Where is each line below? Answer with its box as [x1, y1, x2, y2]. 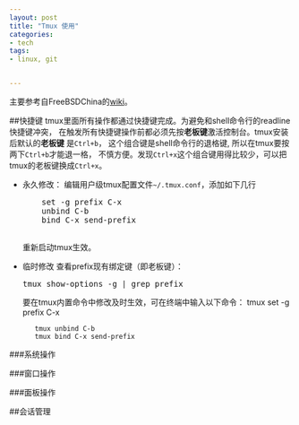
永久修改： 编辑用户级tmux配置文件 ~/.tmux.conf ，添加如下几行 [21, 179, 257, 189]
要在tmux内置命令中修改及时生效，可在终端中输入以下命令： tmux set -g [21, 297, 290, 308]
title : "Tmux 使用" [9, 22, 80, 30]
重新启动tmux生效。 [21, 242, 97, 252]
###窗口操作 [9, 369, 56, 378]
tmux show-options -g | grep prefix [21, 279, 184, 289]
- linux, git [9, 55, 58, 64]
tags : [9, 47, 30, 56]
